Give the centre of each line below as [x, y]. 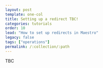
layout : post [19, 10]
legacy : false [20, 38]
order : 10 [15, 28]
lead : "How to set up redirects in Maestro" [52, 33]
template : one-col [24, 14]
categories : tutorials [28, 24]
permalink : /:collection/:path [37, 47]
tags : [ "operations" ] [27, 42]
